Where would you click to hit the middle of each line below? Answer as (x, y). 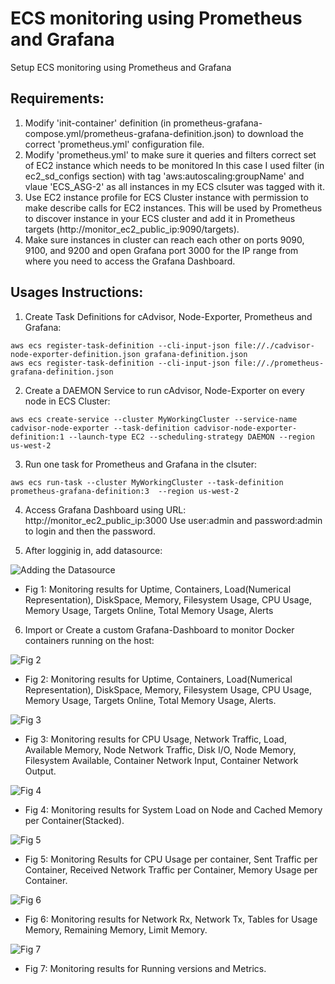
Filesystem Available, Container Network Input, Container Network (161, 760)
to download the (270, 133)
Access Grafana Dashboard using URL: (105, 509)
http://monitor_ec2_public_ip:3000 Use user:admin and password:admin (173, 520)
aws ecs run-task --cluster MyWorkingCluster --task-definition (147, 482)
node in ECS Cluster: (67, 401)
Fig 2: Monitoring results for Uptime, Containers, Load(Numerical (158, 679)
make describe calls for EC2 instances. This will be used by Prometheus (173, 208)
